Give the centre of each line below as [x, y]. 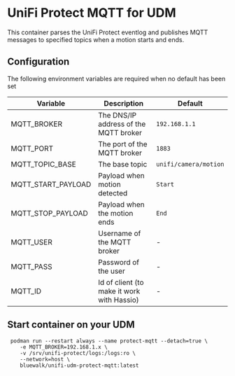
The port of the [123, 144]
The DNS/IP [117, 115]
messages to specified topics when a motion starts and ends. [96, 39]
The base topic [122, 164]
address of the [122, 124]
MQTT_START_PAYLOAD [51, 184]
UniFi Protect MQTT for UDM [92, 13]
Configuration [38, 62]
